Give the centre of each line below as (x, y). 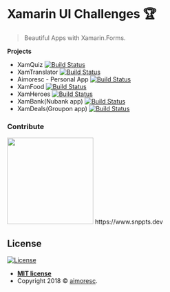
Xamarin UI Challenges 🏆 (82, 14)
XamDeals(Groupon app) (52, 108)
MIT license (34, 273)
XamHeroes (34, 94)
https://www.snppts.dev (129, 222)
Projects (20, 51)
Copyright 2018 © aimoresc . (57, 281)
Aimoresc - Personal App (53, 79)
